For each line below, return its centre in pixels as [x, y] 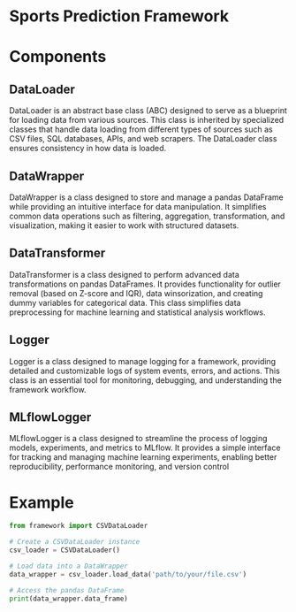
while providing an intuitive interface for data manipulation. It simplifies [138, 207]
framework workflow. [48, 389]
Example [42, 502]
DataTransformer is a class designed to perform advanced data [125, 274]
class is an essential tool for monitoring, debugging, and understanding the [146, 380]
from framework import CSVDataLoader [79, 526]
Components [58, 57]
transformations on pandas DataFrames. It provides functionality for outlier [145, 284]
